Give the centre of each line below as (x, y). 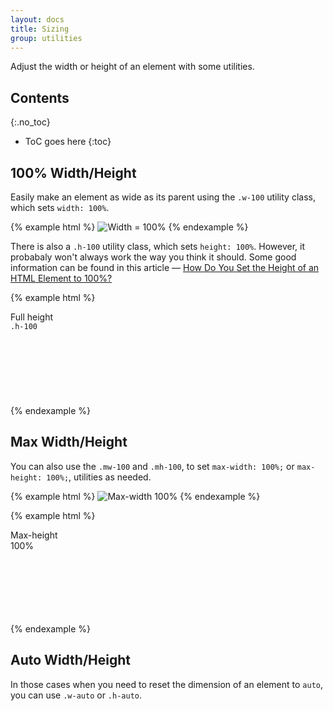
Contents (40, 97)
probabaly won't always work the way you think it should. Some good (153, 257)
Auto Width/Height (71, 660)
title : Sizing (40, 29)
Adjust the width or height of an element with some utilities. (132, 67)
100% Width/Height (73, 172)
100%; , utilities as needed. (99, 477)
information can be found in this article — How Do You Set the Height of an (165, 267)
